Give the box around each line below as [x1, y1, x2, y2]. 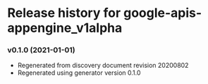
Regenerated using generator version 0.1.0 [17, 68, 141, 77]
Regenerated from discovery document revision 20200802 [17, 61, 189, 70]
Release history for [7, 5, 121, 21]
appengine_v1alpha [7, 20, 123, 36]
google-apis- [123, 5, 202, 21]
